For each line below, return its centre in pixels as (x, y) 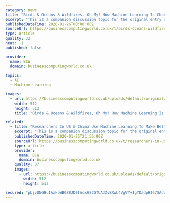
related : (14, 122)
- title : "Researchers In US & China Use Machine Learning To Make (82, 127)
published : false (24, 48)
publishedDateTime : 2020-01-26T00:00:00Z (50, 24)
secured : (14, 193)
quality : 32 (18, 39)
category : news (21, 10)
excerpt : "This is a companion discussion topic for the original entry (83, 19)
